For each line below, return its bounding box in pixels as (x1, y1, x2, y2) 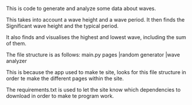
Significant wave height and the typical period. (6, 23, 119, 29)
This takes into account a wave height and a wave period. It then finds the (6, 16, 185, 23)
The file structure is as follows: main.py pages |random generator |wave (6, 51, 180, 58)
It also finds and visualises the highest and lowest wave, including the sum (6, 34, 187, 40)
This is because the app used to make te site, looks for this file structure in (6, 69, 187, 75)
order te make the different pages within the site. (6, 75, 124, 82)
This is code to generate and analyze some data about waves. (6, 5, 156, 12)
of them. (6, 40, 26, 47)
